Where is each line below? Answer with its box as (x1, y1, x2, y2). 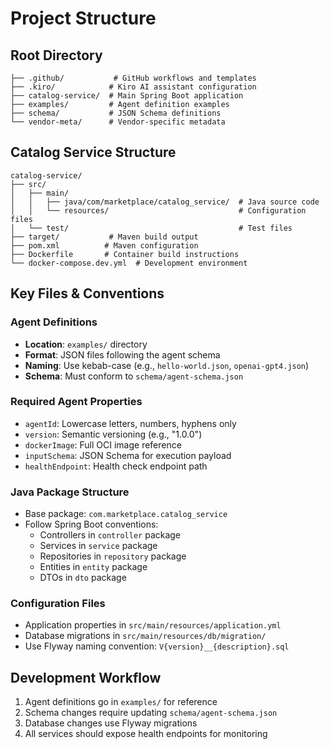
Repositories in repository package (39, 550, 187, 562)
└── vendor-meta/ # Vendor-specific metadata (10, 117, 226, 127)
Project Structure (10, 7, 157, 30)
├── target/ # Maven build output (10, 232, 199, 242)
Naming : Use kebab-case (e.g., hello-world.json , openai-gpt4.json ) (24, 359, 310, 371)
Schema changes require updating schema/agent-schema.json (24, 707, 278, 719)
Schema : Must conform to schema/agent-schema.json (24, 370, 244, 382)
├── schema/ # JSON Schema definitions (10, 108, 222, 118)
